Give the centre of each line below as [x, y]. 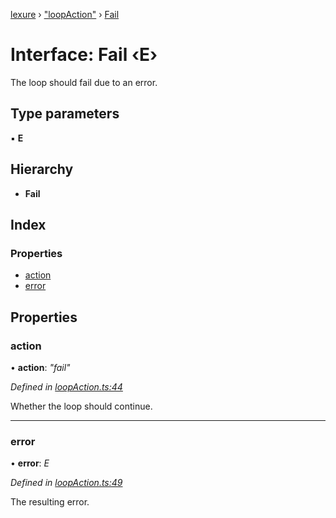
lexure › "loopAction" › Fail [65, 14]
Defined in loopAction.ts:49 [66, 483]
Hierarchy [42, 169]
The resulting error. [50, 502]
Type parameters [65, 114]
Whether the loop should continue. [81, 406]
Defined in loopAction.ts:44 [66, 386]
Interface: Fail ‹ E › [84, 55]
